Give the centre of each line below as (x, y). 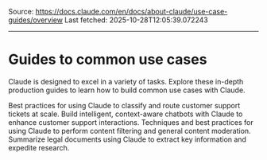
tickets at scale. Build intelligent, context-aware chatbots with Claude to (126, 114)
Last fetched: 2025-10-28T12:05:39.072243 (136, 20)
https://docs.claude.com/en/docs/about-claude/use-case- (132, 12)
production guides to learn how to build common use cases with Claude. (127, 90)
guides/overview (36, 20)
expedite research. (39, 147)
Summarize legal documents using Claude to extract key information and (127, 139)
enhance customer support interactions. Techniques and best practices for (131, 122)
